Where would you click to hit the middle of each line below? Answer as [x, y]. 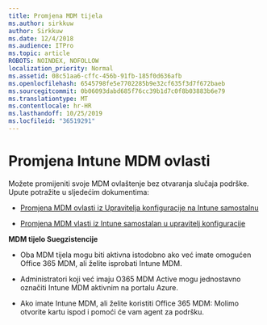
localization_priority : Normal [61, 69]
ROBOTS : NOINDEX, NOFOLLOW [54, 61]
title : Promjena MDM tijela [56, 16]
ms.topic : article [39, 53]
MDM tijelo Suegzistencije [53, 238]
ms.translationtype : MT [48, 99]
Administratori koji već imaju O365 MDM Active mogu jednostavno [130, 279]
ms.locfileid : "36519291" [52, 121]
